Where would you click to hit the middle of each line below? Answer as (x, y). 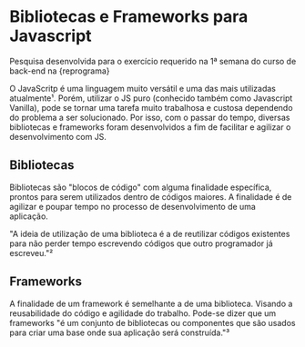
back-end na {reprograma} (60, 71)
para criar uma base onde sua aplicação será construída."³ (120, 332)
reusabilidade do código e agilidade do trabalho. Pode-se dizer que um (143, 313)
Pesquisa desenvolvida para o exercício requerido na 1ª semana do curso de (153, 61)
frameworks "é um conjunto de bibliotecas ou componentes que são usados (152, 322)
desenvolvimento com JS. (58, 136)
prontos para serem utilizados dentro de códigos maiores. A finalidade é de (151, 196)
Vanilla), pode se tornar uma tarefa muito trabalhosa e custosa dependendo (151, 107)
